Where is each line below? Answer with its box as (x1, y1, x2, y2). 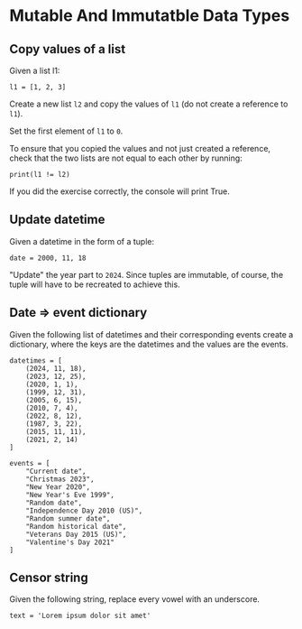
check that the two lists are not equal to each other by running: (9, 153, 243, 163)
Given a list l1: (9, 65, 60, 76)
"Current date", (25, 467, 87, 476)
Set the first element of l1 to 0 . (9, 125, 124, 136)
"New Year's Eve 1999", (25, 490, 115, 499)
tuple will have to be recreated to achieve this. (9, 279, 180, 290)
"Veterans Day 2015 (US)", (25, 530, 127, 539)
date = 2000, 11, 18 (9, 254, 87, 263)
